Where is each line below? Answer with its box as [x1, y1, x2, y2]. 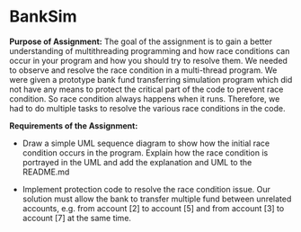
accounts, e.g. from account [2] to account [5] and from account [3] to [22, 202, 285, 213]
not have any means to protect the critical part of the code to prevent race [9, 84, 284, 94]
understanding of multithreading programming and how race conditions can [9, 45, 290, 56]
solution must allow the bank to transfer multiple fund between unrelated [22, 193, 292, 204]
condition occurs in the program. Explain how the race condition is [22, 147, 269, 158]
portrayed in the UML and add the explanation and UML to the [22, 156, 252, 167]
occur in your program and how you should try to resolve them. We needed [9, 55, 288, 66]
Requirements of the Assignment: [9, 120, 138, 131]
